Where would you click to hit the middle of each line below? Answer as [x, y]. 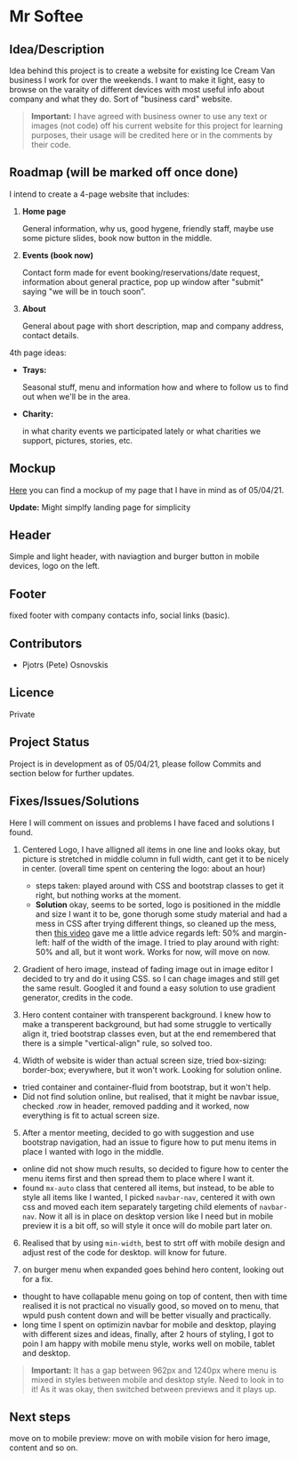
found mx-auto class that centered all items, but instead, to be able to [148, 1188]
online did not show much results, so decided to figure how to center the [155, 1169]
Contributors [46, 643]
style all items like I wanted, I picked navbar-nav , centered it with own [149, 1197]
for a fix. [37, 1278]
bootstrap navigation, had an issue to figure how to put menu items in [149, 1142]
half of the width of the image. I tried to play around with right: [165, 942]
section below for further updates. [72, 773]
